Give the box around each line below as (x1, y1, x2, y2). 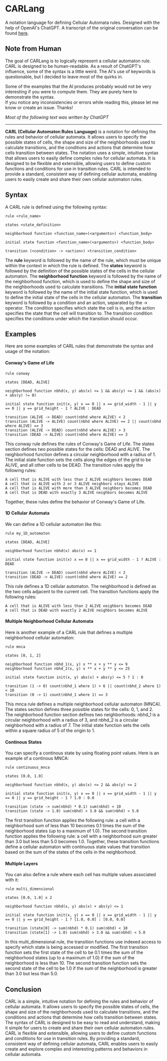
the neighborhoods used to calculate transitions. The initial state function (5, 284, 157, 290)
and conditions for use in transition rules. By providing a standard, (5, 1036, 140, 1042)
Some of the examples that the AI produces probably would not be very (5, 83, 152, 89)
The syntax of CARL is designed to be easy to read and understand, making (5, 1020, 161, 1026)
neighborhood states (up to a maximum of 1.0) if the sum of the (5, 955, 135, 961)
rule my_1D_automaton (5, 530, 50, 536)
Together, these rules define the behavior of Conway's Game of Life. (5, 499, 146, 505)
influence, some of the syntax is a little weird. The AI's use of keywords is (5, 68, 156, 74)
